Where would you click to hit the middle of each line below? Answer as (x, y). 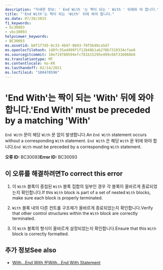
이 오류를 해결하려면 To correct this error (64, 174)
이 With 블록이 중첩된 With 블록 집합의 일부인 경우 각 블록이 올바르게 (76, 186)
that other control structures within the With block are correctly (75, 213)
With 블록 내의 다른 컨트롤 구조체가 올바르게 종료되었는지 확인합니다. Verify (82, 208)
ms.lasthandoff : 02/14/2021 (33, 68)
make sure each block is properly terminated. (57, 198)
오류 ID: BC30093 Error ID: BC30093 (41, 157)
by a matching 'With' (48, 121)
